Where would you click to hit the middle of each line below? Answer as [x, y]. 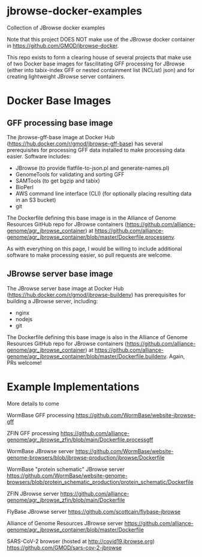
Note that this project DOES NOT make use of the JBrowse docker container [101, 39]
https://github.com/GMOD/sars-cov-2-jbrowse [64, 547]
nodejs [24, 319]
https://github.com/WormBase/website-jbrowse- [135, 415]
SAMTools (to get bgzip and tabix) [58, 181]
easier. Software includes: [39, 156]
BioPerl [24, 187]
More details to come [33, 403]
